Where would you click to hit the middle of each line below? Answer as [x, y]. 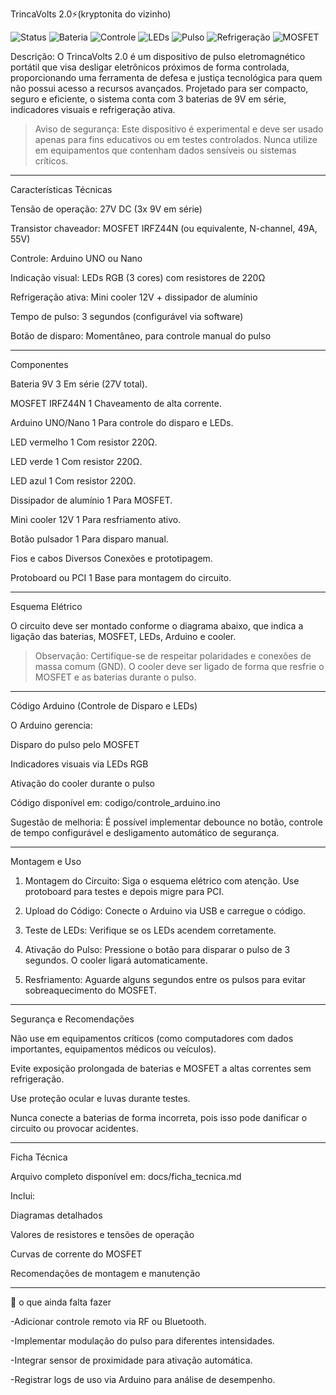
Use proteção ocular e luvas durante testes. [100, 1098]
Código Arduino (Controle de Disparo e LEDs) [104, 706]
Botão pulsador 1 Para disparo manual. [89, 539]
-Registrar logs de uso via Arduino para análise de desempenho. [143, 1379]
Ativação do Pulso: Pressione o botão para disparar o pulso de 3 [157, 949]
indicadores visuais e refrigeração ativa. [93, 109]
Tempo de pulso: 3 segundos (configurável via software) [127, 316]
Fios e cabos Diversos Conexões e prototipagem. [111, 558]
